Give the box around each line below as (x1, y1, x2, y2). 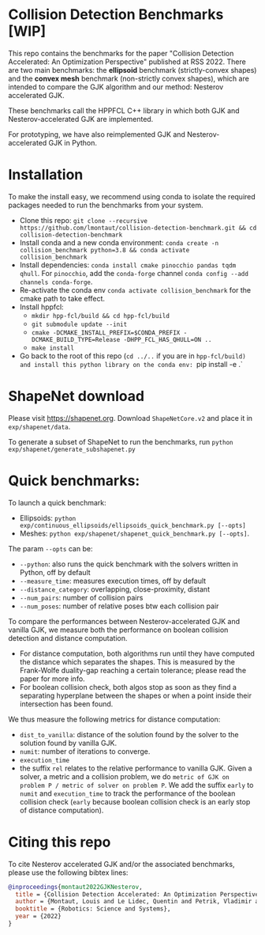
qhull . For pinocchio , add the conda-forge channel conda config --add (19, 268, 248, 278)
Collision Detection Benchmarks (8, 6, 224, 24)
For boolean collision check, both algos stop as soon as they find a (19, 682, 237, 691)
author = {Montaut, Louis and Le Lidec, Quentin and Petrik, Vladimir (15, 898, 252, 906)
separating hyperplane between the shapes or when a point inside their (19, 691, 252, 700)
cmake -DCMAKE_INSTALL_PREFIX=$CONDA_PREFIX (31, 328, 181, 337)
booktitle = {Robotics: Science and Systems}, (15, 905, 171, 913)
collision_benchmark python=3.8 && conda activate (19, 246, 190, 254)
